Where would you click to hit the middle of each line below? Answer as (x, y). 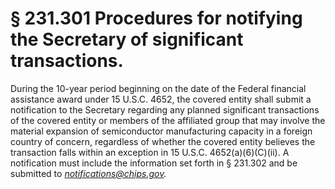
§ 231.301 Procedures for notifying (156, 18)
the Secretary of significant (127, 39)
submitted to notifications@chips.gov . (88, 173)
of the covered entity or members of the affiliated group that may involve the (168, 120)
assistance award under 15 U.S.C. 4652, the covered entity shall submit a (161, 99)
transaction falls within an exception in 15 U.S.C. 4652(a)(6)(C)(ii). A (150, 152)
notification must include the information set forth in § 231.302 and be (154, 163)
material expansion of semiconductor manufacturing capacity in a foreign (161, 131)
